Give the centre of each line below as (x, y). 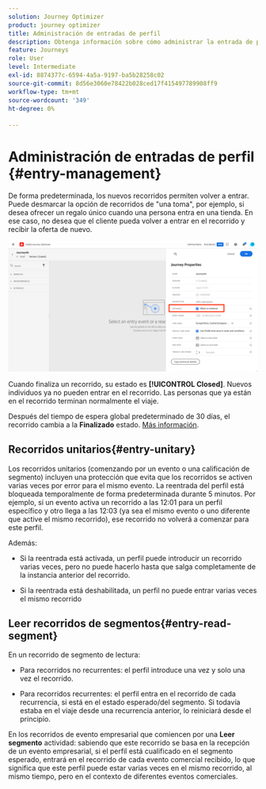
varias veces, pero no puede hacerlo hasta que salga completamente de (137, 567)
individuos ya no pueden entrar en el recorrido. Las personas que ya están (130, 393)
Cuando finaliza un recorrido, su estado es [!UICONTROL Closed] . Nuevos (130, 384)
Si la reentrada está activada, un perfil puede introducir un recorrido (131, 558)
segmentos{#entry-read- (167, 624)
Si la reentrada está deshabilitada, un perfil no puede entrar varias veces (138, 590)
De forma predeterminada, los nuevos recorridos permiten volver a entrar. (129, 196)
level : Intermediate (42, 67)
